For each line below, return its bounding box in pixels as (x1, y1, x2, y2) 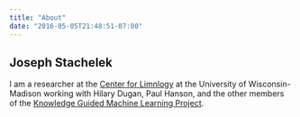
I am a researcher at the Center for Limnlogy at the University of (9, 78, 247, 90)
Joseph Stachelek (9, 55, 113, 70)
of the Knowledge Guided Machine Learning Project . (9, 98, 205, 109)
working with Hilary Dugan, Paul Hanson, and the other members (43, 88, 285, 99)
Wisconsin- (248, 78, 291, 90)
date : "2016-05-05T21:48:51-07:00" (9, 22, 143, 31)
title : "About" (9, 13, 67, 22)
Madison (9, 88, 42, 99)
